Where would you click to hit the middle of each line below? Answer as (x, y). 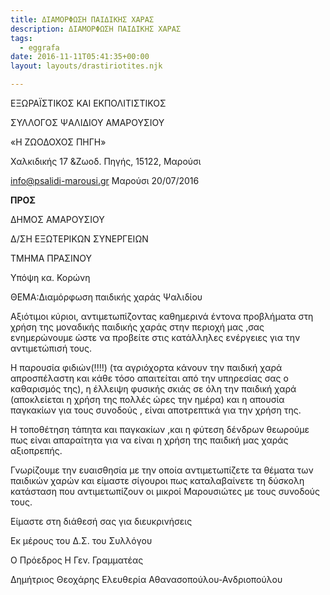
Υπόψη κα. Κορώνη (50, 277)
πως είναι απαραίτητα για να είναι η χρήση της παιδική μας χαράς (149, 440)
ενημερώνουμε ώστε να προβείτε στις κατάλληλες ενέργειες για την (155, 337)
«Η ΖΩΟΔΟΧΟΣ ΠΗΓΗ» (58, 142)
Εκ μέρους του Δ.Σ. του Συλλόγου (81, 540)
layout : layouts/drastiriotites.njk (86, 66)
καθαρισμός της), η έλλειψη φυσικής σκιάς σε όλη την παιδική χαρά (153, 389)
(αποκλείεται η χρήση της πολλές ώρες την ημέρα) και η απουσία (147, 399)
